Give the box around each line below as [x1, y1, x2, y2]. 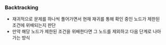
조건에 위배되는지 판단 [12, 22, 56, 28]
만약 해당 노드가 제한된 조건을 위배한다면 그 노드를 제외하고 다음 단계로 [12, 28, 152, 34]
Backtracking [5, 4, 39, 11]
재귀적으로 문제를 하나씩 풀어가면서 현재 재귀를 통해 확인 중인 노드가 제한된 [12, 16, 160, 22]
